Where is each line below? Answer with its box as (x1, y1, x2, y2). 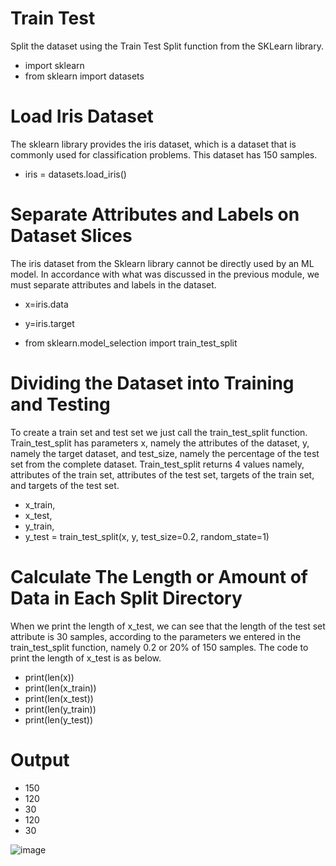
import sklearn (24, 59, 85, 71)
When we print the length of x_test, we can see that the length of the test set (10, 620, 326, 632)
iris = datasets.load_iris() (24, 168, 127, 180)
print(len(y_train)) (24, 703, 97, 715)
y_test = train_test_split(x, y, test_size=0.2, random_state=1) (24, 530, 270, 542)
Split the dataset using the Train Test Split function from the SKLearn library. (10, 40, 324, 52)
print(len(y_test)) (24, 713, 93, 726)
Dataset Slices (10, 225, 133, 247)
